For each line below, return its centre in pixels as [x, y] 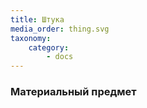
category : [49, 47]
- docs [60, 57]
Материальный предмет [73, 92]
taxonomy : [31, 38]
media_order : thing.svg [60, 29]
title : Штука [37, 19]
